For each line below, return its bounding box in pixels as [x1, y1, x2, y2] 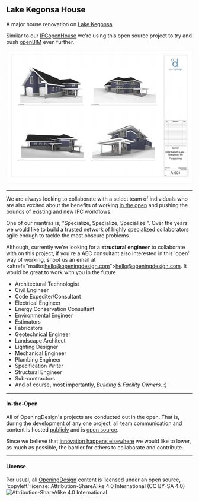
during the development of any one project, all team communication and [6, 420, 182, 427]
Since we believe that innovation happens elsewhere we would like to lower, [6, 437, 191, 445]
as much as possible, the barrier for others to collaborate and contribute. [6, 443, 184, 451]
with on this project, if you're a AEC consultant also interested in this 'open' [6, 249, 190, 257]
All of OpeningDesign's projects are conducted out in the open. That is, [6, 413, 179, 420]
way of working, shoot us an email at [6, 256, 96, 263]
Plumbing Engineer [14, 356, 61, 363]
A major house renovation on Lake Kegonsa [6, 20, 113, 27]
